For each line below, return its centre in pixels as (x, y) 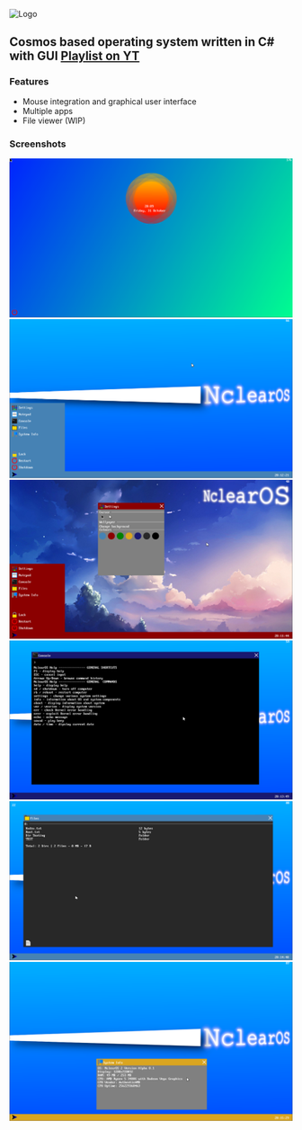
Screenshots (38, 144)
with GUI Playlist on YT (75, 56)
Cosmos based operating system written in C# (142, 42)
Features (29, 82)
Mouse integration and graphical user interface (109, 101)
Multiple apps (48, 111)
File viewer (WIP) (54, 120)
